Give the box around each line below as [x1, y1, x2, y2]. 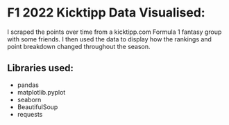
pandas [17, 81, 40, 89]
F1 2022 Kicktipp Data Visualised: [7, 5, 206, 21]
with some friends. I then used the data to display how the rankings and [7, 35, 212, 43]
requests [17, 110, 43, 118]
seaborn [17, 95, 42, 104]
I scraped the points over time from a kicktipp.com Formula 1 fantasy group [7, 28, 222, 36]
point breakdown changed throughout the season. [7, 42, 151, 50]
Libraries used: [7, 62, 74, 74]
